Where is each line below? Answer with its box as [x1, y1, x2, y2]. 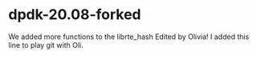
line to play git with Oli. [8, 40, 84, 49]
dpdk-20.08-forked [8, 6, 142, 24]
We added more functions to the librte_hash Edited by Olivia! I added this [8, 32, 250, 41]
